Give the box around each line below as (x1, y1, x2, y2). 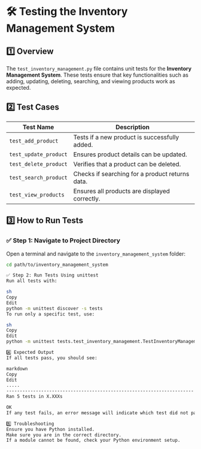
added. (73, 140, 93, 148)
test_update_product (9, 151, 68, 157)
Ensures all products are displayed (73, 187, 170, 195)
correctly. (73, 194, 100, 202)
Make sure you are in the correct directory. (6, 432, 121, 438)
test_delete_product (9, 160, 68, 168)
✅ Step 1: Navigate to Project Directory (6, 236, 121, 245)
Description (115, 123, 150, 131)
